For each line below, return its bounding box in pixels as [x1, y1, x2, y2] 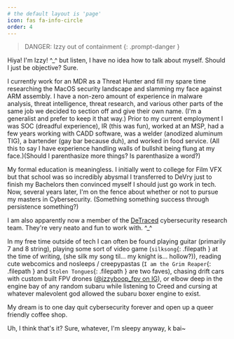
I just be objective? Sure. [7, 64, 78, 72]
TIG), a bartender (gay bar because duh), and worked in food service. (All [7, 137, 219, 145]
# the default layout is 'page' [7, 10, 102, 18]
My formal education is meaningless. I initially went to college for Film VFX [7, 166, 222, 174]
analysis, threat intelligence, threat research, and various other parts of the [7, 100, 223, 108]
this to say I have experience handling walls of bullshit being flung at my [7, 145, 215, 153]
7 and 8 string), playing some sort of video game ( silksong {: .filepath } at [7, 245, 219, 253]
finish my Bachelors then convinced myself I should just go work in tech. [7, 180, 217, 189]
